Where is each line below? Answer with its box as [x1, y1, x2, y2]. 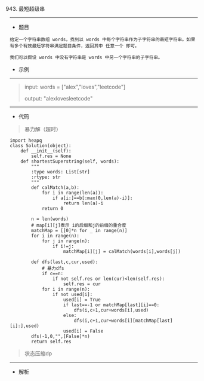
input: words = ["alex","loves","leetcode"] [24, 83, 126, 90]
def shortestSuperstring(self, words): [20, 159, 120, 164]
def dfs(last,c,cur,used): [31, 259, 98, 265]
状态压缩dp [24, 350, 52, 357]
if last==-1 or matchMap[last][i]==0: [63, 302, 160, 308]
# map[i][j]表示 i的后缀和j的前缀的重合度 [31, 222, 127, 228]
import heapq [10, 138, 42, 144]
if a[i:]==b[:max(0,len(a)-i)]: [52, 195, 133, 201]
